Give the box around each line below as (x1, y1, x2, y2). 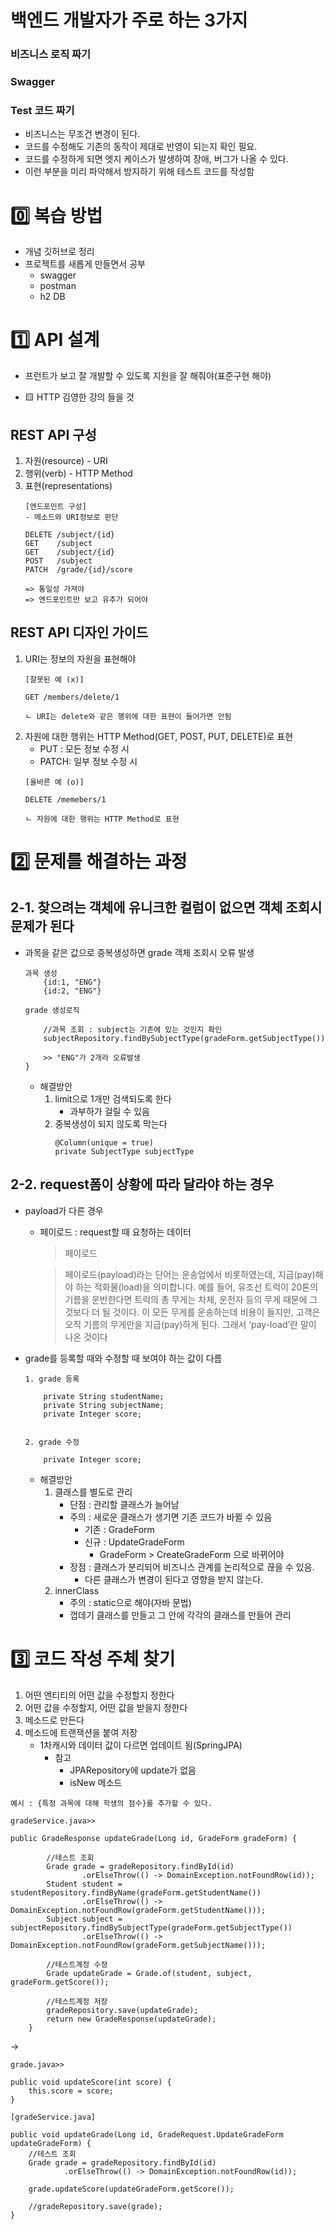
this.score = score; (28, 2086, 114, 2096)
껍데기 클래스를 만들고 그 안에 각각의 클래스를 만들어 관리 (69, 1609, 292, 1621)
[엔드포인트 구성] (24, 502, 87, 512)
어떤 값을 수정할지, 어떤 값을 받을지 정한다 (24, 1701, 188, 1713)
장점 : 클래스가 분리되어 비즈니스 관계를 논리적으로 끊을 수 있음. (69, 1561, 315, 1573)
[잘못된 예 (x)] (24, 674, 85, 685)
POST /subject (24, 556, 93, 566)
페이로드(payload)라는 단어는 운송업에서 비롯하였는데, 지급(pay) (64, 1268, 316, 1280)
